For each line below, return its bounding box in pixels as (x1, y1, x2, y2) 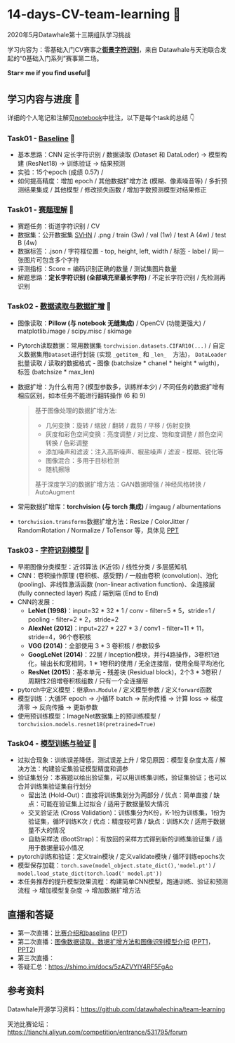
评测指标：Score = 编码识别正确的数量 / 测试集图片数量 (17, 265, 177, 273)
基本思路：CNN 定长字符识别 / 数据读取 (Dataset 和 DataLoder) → (17, 150, 207, 159)
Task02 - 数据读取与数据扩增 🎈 (7, 301, 112, 311)
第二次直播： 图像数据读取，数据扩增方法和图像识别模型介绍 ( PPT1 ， (17, 938, 215, 946)
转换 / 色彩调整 (45, 438, 89, 447)
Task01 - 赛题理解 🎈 (7, 204, 74, 214)
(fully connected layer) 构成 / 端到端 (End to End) (17, 589, 159, 597)
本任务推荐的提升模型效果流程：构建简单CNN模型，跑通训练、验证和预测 (17, 877, 229, 886)
